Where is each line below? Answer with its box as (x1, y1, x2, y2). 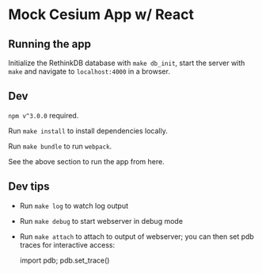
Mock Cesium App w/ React (8, 6, 195, 24)
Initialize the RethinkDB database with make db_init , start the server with (8, 58, 245, 67)
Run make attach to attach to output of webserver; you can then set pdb (19, 232, 255, 241)
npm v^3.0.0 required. (8, 110, 79, 120)
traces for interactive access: (19, 240, 116, 249)
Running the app (8, 37, 91, 51)
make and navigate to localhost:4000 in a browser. (8, 67, 170, 76)
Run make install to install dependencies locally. (8, 125, 168, 136)
